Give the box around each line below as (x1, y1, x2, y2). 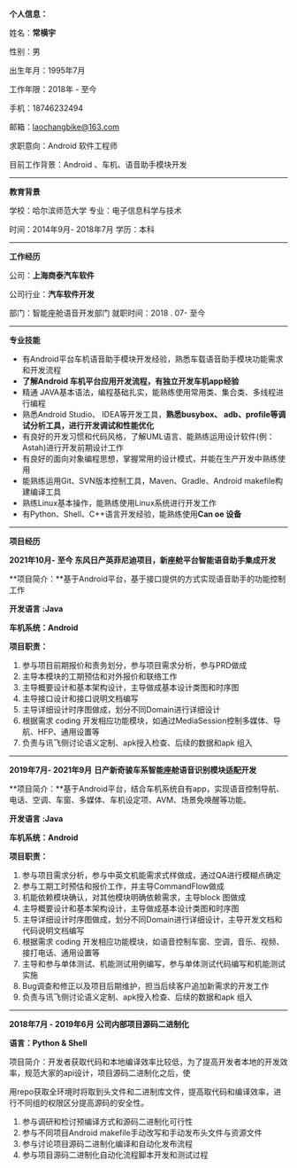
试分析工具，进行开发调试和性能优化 (21, 420, 155, 431)
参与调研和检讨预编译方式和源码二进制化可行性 (21, 1117, 193, 1126)
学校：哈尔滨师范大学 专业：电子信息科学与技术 (9, 206, 182, 215)
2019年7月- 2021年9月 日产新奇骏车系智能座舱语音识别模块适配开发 (9, 765, 257, 775)
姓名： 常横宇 (9, 27, 56, 38)
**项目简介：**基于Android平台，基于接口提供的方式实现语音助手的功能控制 (9, 573, 286, 584)
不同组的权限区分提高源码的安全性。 (16, 1098, 148, 1108)
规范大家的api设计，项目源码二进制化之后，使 (24, 1068, 191, 1078)
